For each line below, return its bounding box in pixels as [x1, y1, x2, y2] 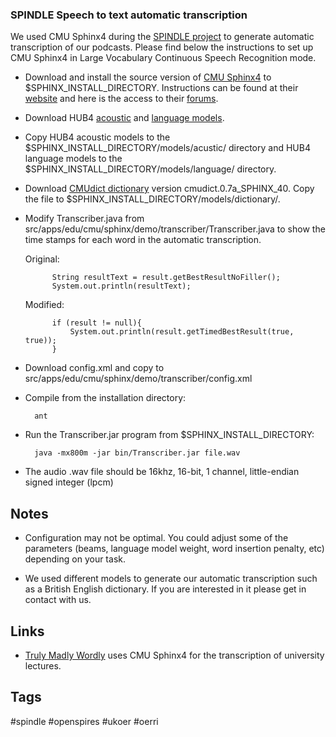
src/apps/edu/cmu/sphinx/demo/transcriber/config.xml [24, 373, 253, 385]
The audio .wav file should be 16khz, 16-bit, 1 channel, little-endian [24, 466, 300, 478]
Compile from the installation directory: [24, 392, 187, 404]
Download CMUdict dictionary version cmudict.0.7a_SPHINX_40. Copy [24, 183, 315, 195]
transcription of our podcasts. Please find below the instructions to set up [10, 41, 314, 53]
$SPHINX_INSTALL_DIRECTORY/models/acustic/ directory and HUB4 [24, 142, 311, 154]
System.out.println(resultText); [51, 281, 192, 292]
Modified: [24, 299, 65, 311]
